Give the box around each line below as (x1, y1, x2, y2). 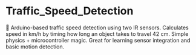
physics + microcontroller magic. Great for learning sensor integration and (5, 36, 191, 44)
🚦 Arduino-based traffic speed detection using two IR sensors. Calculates (5, 24, 189, 31)
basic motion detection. (5, 43, 65, 50)
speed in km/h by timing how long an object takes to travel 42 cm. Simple (5, 30, 189, 37)
